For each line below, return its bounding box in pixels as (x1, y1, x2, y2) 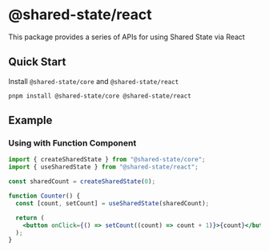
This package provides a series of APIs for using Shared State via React (8, 32, 246, 42)
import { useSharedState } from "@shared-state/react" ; (8, 163, 199, 171)
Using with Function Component (8, 137, 137, 149)
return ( (15, 213, 45, 221)
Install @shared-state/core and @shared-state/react (8, 76, 179, 86)
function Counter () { (8, 192, 81, 201)
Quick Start (8, 55, 66, 69)
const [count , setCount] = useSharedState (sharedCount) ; (15, 199, 210, 207)
